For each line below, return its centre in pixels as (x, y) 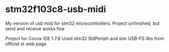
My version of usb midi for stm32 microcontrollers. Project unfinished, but (82, 23)
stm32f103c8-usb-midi (56, 9)
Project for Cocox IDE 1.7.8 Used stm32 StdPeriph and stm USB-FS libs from (85, 38)
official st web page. (27, 43)
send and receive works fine (35, 28)
